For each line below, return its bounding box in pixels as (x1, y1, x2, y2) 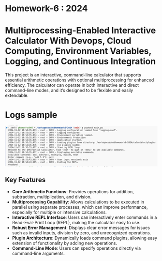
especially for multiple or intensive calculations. (12, 209, 107, 215)
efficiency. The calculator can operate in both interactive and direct (5, 82, 139, 88)
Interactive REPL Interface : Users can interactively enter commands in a (12, 214, 157, 220)
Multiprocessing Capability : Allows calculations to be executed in (12, 199, 144, 205)
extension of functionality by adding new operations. (12, 240, 118, 246)
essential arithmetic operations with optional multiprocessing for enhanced (5, 77, 154, 83)
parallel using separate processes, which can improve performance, (12, 204, 148, 210)
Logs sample (5, 109, 58, 121)
